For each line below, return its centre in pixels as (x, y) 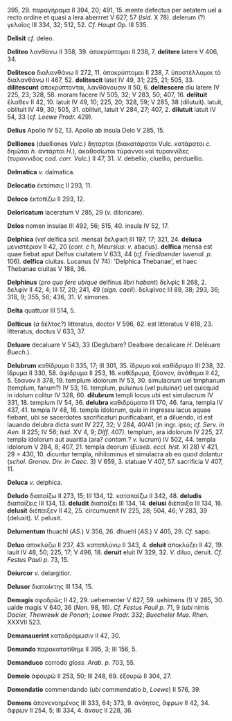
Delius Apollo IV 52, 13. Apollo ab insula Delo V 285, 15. (86, 130)
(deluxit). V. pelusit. (35, 518)
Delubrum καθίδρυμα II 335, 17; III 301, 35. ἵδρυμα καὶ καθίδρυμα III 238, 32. (116, 365)
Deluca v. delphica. (35, 482)
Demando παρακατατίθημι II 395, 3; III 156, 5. (72, 649)
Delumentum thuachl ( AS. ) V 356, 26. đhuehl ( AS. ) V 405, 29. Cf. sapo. (109, 531)
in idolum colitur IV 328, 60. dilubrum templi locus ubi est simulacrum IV (110, 395)
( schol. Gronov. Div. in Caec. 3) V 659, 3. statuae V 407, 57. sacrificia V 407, (115, 462)
